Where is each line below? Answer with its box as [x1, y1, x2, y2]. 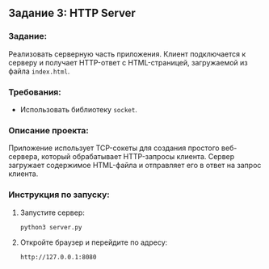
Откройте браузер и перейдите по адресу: [19, 237, 168, 247]
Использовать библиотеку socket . [19, 104, 137, 114]
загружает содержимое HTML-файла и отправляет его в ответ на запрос [8, 161, 262, 170]
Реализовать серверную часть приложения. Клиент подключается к [8, 48, 246, 59]
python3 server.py [19, 223, 82, 231]
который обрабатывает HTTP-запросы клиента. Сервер [41, 152, 235, 162]
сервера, [8, 152, 40, 162]
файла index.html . [8, 66, 70, 76]
